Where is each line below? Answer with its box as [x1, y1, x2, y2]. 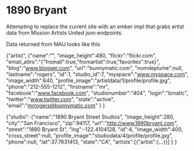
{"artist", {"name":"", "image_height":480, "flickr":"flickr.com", [6, 52, 157, 59]
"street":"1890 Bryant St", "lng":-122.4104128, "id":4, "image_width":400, [6, 126, 183, 133]
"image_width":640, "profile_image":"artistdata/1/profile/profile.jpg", [6, 77, 172, 84]
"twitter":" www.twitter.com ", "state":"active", [6, 95, 115, 103]
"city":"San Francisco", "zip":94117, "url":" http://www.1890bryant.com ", [6, 119, 178, 126]
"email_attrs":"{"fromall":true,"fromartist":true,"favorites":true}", [6, 58, 160, 65]
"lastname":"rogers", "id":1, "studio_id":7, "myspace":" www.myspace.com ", [6, 71, 189, 78]
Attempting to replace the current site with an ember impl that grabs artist [6, 23, 184, 30]
